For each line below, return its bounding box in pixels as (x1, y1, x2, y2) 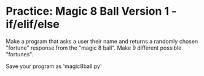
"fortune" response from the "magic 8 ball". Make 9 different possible (6, 44, 182, 51)
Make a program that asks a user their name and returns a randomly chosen (6, 37, 198, 45)
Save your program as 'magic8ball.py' (6, 63, 102, 70)
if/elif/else (6, 17, 60, 31)
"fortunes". (6, 50, 34, 58)
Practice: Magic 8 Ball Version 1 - (6, 4, 177, 18)
